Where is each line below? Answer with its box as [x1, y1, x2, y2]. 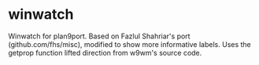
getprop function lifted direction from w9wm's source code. [8, 48, 202, 57]
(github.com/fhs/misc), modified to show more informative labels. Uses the [8, 39, 252, 49]
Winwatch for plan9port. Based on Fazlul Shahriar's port [8, 31, 191, 41]
